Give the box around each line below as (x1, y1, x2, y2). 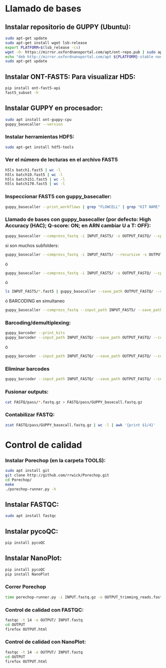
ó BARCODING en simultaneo (5, 298, 65, 304)
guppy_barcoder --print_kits (5, 330, 65, 336)
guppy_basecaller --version (5, 122, 63, 127)
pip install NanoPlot (5, 571, 50, 577)
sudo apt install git (5, 468, 50, 473)
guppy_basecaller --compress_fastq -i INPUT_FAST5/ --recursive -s (5, 252, 147, 257)
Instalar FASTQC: (5, 500, 59, 509)
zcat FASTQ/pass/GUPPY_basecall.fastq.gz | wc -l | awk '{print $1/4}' (5, 422, 156, 427)
